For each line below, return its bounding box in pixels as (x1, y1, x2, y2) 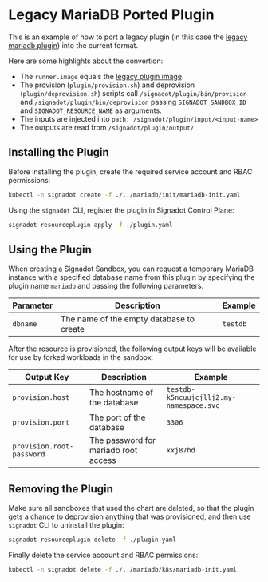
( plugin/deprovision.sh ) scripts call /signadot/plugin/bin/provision (19, 88, 247, 98)
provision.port (12, 418, 70, 427)
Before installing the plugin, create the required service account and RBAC (8, 166, 253, 177)
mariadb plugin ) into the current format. (8, 40, 138, 50)
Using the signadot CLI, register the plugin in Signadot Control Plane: (8, 205, 235, 215)
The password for (89, 435, 156, 446)
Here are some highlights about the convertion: (8, 56, 164, 66)
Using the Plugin (8, 242, 92, 257)
